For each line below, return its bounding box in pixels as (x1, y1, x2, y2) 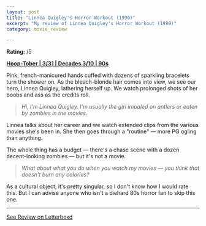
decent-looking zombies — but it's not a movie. (6, 153, 126, 160)
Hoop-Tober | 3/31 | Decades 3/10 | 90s (6, 60, 109, 67)
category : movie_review (6, 26, 67, 32)
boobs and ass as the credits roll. (6, 91, 90, 98)
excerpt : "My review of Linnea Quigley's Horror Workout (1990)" (6, 20, 177, 26)
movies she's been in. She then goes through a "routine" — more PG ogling (6, 128, 197, 135)
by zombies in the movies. (21, 109, 88, 117)
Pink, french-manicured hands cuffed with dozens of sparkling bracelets (6, 71, 190, 79)
